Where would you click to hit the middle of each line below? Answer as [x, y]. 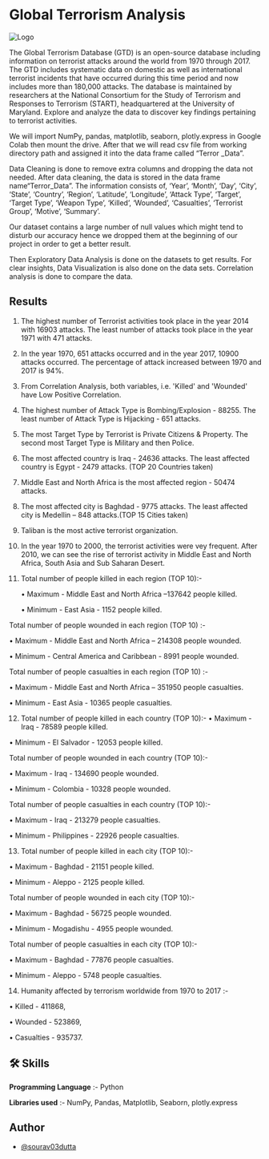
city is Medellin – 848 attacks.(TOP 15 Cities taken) [104, 515]
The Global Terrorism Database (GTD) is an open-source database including [135, 52]
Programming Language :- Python [66, 1087]
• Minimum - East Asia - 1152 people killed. [91, 609]
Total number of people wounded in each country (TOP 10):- [109, 757]
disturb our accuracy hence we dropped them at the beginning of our [124, 235]
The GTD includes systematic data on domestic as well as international [126, 69]
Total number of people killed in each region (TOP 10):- [111, 578]
